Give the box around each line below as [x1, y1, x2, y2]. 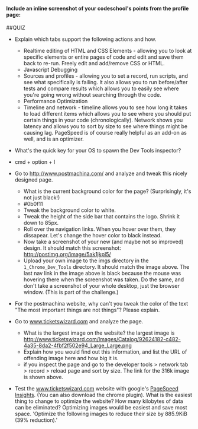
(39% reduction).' [14, 417, 58, 424]
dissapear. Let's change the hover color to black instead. [23, 232, 162, 239]
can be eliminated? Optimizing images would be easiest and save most [14, 404, 187, 411]
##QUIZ [6, 24, 25, 31]
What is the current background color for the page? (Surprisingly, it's [23, 188, 191, 195]
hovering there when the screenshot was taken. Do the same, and [23, 276, 184, 283]
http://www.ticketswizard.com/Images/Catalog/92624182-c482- [23, 336, 181, 343]
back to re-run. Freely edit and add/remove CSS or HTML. [23, 60, 165, 67]
